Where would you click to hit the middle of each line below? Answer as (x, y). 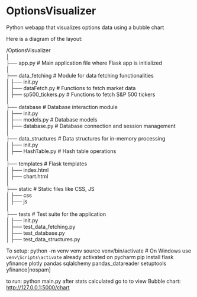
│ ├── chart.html (27, 176)
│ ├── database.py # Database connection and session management (91, 126)
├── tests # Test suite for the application (56, 214)
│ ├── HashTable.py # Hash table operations (61, 151)
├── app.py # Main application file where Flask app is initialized (84, 63)
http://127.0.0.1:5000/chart (38, 287)
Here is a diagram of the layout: (44, 39)
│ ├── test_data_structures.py (43, 239)
